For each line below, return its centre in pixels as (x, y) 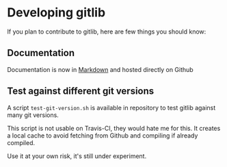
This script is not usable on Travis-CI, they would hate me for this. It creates (114, 128)
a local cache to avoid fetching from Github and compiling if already (103, 136)
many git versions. (33, 115)
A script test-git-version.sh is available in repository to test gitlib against (111, 107)
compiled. (21, 142)
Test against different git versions (81, 91)
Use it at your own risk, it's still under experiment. (77, 156)
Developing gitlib (56, 13)
